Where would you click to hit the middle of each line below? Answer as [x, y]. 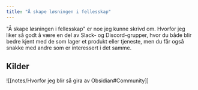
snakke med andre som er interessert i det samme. [69, 48]
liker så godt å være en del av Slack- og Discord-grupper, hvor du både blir [99, 35]
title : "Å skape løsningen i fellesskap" [59, 12]
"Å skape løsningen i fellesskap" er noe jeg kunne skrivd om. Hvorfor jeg [96, 29]
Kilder [18, 66]
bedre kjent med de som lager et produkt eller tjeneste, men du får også [95, 41]
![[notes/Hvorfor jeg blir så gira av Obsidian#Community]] [77, 80]
